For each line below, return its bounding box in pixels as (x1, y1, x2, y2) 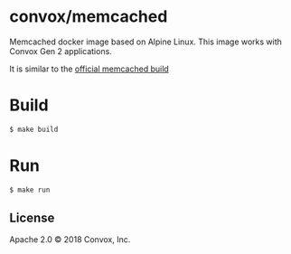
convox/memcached (9, 6, 168, 27)
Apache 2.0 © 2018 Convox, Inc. (9, 234, 131, 245)
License (9, 210, 55, 225)
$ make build (9, 125, 59, 134)
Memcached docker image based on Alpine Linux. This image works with (9, 36, 283, 47)
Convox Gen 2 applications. (9, 45, 113, 56)
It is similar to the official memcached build (9, 63, 169, 74)
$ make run (9, 185, 51, 194)
